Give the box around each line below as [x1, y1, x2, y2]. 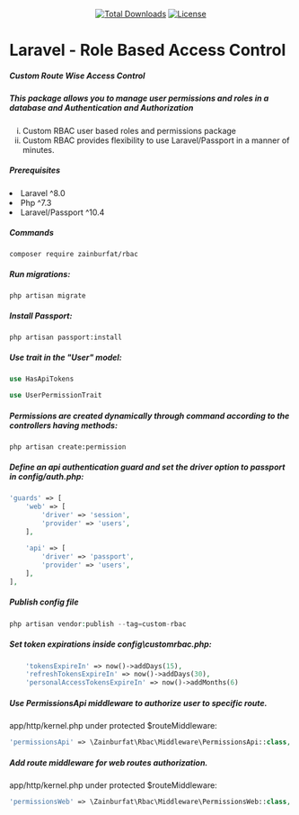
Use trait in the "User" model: [9, 352, 123, 363]
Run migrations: [9, 269, 71, 280]
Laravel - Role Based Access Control [9, 40, 286, 60]
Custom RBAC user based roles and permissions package [22, 125, 236, 136]
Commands [9, 228, 54, 238]
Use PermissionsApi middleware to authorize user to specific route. [9, 697, 268, 708]
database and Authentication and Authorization [9, 103, 194, 113]
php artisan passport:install [9, 333, 123, 342]
